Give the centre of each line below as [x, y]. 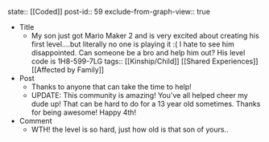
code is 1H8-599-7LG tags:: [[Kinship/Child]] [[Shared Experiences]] [145, 61]
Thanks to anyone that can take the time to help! [112, 87]
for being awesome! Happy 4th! [84, 112]
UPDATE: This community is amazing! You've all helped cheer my [140, 95]
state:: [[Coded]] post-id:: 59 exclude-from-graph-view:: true [109, 12]
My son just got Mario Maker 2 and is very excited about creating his [145, 36]
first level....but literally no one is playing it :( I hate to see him [132, 44]
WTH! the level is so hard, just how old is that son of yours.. [130, 129]
